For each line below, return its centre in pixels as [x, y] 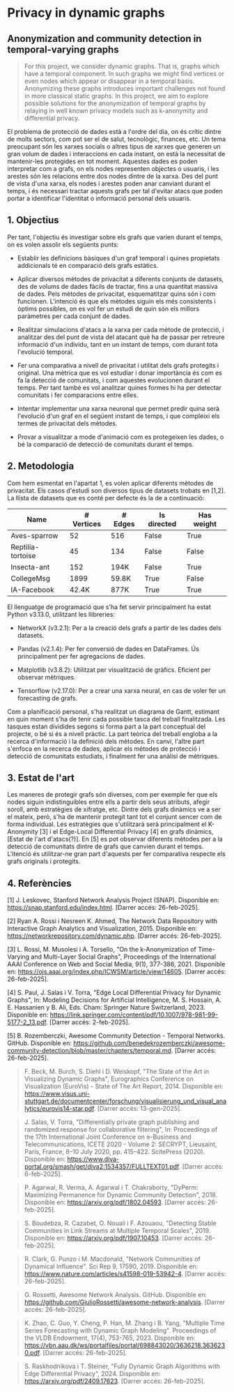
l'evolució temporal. [46, 352]
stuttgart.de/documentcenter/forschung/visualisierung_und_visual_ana [125, 1101]
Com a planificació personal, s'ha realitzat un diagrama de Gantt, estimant [113, 711]
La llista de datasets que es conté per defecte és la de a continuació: [106, 497]
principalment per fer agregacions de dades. [81, 656]
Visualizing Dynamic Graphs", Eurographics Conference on [109, 1079]
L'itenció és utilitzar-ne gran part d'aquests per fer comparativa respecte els [117, 854]
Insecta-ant [30, 567]
